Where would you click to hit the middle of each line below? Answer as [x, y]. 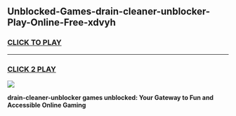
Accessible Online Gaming [47, 105]
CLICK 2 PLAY [32, 69]
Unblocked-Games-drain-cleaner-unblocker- [109, 12]
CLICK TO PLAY [34, 43]
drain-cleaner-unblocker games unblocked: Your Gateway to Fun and [111, 97]
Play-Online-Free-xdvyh [61, 23]
